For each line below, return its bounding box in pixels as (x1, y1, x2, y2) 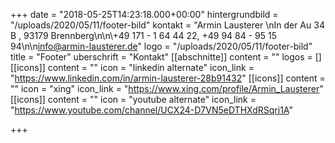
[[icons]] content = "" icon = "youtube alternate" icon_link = (10, 94, 257, 105)
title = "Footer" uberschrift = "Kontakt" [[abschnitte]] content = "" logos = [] (10, 51, 322, 63)
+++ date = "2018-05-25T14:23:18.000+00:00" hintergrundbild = (10, 9, 279, 20)
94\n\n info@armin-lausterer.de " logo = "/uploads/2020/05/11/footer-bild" (10, 40, 313, 52)
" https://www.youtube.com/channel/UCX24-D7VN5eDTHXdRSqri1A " (10, 104, 293, 116)
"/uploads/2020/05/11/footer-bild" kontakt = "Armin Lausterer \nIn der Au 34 (10, 19, 325, 31)
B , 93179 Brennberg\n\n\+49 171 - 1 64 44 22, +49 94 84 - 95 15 (10, 30, 277, 41)
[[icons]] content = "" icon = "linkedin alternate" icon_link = (10, 62, 255, 73)
